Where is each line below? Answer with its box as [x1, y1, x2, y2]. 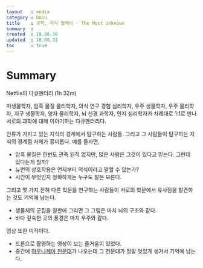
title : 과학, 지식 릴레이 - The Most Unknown [6, 20, 125, 26]
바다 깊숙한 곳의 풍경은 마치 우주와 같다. [14, 214, 109, 221]
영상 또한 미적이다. [6, 227, 50, 234]
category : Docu [6, 15, 47, 21]
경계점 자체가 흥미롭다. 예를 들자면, [17, 137, 100, 145]
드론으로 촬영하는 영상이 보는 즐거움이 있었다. [14, 240, 122, 247]
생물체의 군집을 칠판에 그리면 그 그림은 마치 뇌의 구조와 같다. [14, 206, 157, 214]
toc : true [6, 43, 47, 49]
